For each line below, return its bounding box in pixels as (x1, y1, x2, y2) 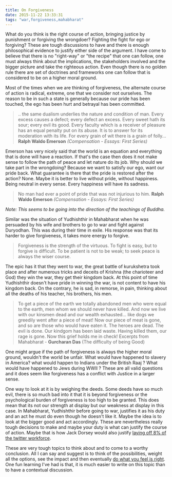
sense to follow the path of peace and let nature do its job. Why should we (5, 159, 163, 165)
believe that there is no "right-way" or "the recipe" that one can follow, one (5, 53, 164, 59)
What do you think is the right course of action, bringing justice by (5, 31, 145, 37)
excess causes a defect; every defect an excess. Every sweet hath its (17, 117, 165, 123)
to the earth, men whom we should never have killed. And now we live (17, 306, 166, 312)
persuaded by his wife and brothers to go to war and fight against (5, 222, 144, 228)
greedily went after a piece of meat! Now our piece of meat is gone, (17, 317, 161, 323)
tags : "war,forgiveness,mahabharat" (5, 17, 84, 22)
